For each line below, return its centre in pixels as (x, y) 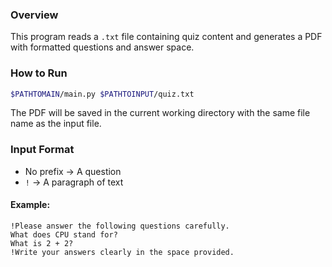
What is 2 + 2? (42, 243)
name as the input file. (56, 124)
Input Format (42, 150)
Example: (30, 205)
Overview (34, 15)
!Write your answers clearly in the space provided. (122, 252)
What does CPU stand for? (64, 234)
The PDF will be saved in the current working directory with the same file (160, 113)
